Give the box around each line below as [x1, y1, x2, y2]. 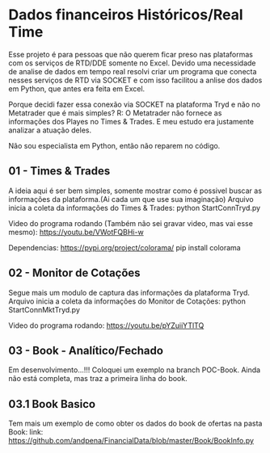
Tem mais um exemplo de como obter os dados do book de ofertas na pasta [8, 418, 263, 429]
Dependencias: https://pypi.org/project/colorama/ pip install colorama [8, 242, 241, 252]
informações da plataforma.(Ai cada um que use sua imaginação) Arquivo [8, 194, 254, 203]
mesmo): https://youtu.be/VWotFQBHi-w [8, 227, 144, 237]
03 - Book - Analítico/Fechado [8, 343, 164, 357]
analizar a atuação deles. [8, 125, 91, 135]
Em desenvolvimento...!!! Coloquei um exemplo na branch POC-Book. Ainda [8, 365, 261, 375]
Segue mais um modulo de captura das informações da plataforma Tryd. [8, 287, 251, 297]
